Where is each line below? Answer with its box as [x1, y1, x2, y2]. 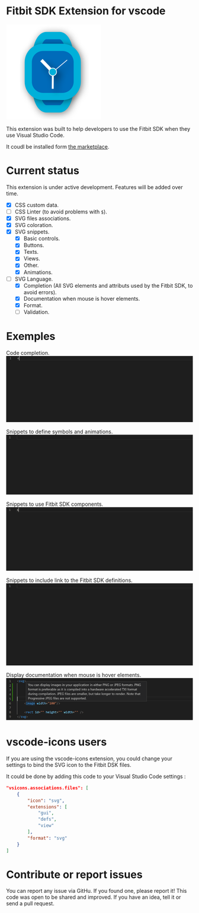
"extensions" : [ [27, 804, 68, 810]
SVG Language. [14, 275, 53, 282]
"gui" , [37, 810, 54, 816]
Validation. [23, 308, 50, 316]
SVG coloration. [14, 222, 53, 229]
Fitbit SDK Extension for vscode [6, 4, 166, 18]
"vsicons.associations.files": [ [6, 785, 89, 791]
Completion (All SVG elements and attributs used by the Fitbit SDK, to [23, 282, 193, 289]
